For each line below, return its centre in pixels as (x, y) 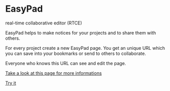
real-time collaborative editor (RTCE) (44, 23)
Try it (11, 83)
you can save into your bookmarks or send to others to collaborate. (76, 53)
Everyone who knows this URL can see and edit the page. (66, 63)
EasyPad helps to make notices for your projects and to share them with (81, 33)
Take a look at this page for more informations (53, 73)
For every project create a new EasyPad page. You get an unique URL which (85, 48)
